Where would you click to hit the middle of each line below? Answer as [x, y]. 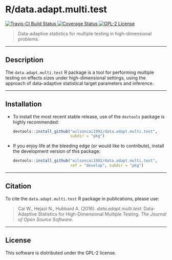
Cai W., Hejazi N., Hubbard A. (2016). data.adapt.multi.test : [80, 208]
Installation [24, 104]
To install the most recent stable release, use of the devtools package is [89, 116]
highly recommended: [36, 122]
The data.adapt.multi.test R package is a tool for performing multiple [80, 72]
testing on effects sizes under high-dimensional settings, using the [76, 77]
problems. [28, 39]
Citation [18, 186]
